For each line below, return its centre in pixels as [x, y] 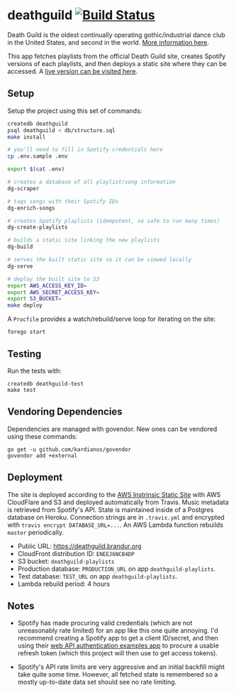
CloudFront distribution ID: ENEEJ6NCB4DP [76, 553]
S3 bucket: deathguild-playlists [66, 561]
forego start [27, 332]
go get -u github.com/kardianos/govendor [69, 449]
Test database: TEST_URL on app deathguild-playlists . [97, 576]
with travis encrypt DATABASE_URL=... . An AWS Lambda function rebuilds [116, 525]
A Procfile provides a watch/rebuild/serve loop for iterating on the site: [112, 319]
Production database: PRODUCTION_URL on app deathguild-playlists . [117, 569]
